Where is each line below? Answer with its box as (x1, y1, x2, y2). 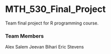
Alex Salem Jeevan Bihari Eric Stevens (5, 44, 84, 50)
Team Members (5, 32, 44, 39)
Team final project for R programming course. (5, 20, 99, 26)
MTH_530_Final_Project (5, 3, 106, 15)
